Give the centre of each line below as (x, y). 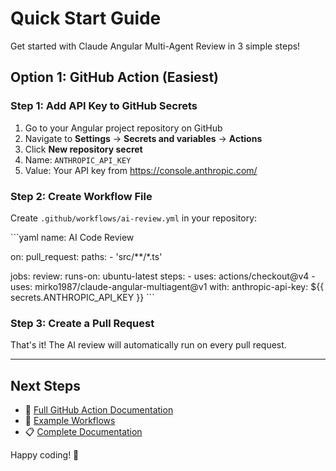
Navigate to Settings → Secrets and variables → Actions (143, 138)
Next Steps (45, 385)
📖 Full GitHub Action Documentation (99, 410)
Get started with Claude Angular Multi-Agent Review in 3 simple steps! (155, 46)
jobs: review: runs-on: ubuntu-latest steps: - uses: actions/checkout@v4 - (163, 276)
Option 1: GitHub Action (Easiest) (114, 77)
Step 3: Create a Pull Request (82, 323)
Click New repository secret (83, 149)
